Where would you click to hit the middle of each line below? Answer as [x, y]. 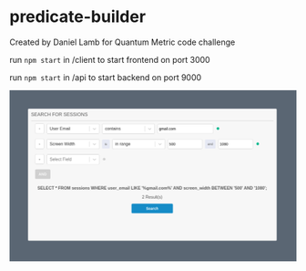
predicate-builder [78, 17]
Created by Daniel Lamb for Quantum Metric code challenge [122, 42]
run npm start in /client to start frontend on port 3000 [110, 59]
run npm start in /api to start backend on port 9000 [106, 77]
